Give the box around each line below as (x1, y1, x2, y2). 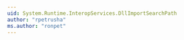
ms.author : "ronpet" (7, 22, 67, 29)
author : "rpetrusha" (7, 16, 67, 23)
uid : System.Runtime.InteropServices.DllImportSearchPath (7, 9, 177, 17)
